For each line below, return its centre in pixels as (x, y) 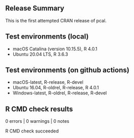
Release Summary (35, 8)
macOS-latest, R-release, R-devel (48, 82)
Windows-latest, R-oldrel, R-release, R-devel (60, 93)
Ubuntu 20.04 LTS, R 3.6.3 (40, 54)
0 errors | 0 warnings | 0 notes (37, 121)
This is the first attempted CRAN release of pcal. (56, 20)
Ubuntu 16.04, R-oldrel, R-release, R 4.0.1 (56, 88)
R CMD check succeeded (32, 131)
